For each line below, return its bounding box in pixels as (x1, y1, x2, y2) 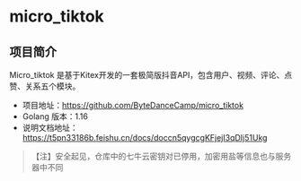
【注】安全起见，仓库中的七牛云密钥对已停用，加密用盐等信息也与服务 (31, 151, 292, 161)
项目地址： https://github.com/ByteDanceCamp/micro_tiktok (22, 100, 244, 110)
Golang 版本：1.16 (22, 111, 88, 122)
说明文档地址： (22, 123, 78, 133)
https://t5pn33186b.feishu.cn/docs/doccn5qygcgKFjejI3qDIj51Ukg (22, 133, 268, 142)
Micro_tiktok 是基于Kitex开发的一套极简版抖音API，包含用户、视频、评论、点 (9, 70, 293, 80)
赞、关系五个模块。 (9, 81, 81, 91)
